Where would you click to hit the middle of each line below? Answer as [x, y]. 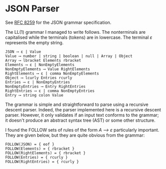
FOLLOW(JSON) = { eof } [30, 144]
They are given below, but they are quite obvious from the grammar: [75, 135]
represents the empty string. [34, 42]
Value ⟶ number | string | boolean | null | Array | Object [69, 56]
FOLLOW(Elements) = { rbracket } [40, 149]
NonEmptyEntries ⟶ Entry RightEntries [45, 86]
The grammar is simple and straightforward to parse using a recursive [77, 104]
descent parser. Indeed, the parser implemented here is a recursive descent [83, 109]
